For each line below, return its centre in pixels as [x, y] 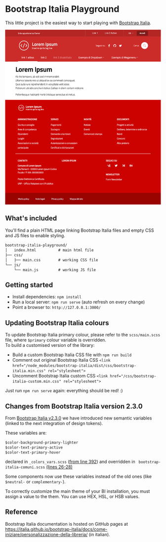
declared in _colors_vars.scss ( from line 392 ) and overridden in [70, 462]
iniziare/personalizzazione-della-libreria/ [46, 534]
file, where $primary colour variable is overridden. [56, 340]
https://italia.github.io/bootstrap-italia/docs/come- [56, 529]
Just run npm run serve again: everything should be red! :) [64, 391]
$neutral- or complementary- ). [35, 482]
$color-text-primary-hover [33, 453]
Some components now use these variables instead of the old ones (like [79, 477]
